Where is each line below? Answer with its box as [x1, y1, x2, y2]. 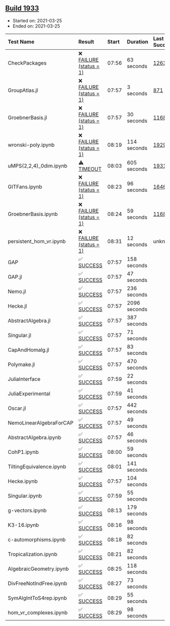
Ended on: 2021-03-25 [12, 23, 60, 29]
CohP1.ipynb [8, 448, 39, 455]
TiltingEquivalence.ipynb [8, 463, 67, 470]
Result [78, 38, 95, 45]
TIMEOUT [78, 165, 102, 172]
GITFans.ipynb [8, 183, 42, 190]
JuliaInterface [8, 375, 40, 382]
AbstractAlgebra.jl [8, 317, 51, 324]
